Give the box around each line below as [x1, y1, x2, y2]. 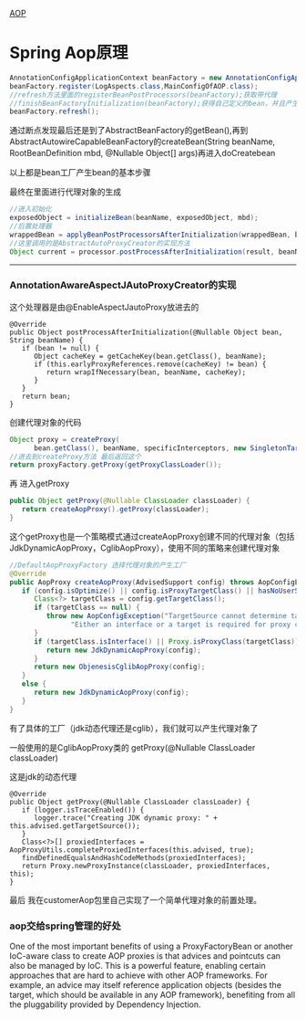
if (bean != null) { [21, 343, 100, 352]
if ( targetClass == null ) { [33, 603, 141, 613]
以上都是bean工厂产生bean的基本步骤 [9, 167, 152, 178]
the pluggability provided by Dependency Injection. [9, 999, 202, 1010]
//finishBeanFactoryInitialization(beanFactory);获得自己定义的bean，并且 [9, 99, 286, 108]
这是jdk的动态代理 [9, 771, 77, 782]
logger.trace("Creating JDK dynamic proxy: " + [33, 813, 219, 823]
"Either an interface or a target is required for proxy [70, 620, 291, 629]
